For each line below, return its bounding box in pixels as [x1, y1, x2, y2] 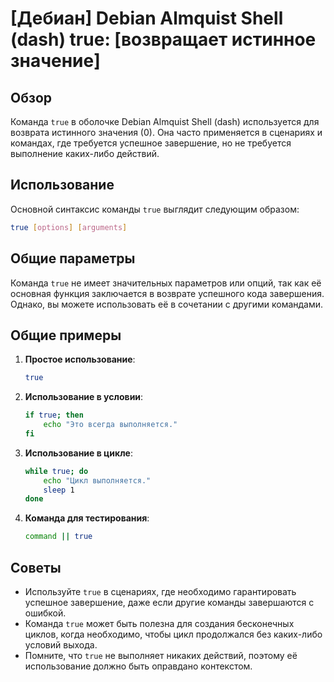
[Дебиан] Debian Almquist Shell [10, 7, 284, 30]
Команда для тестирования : [24, 512, 150, 524]
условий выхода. [24, 639, 98, 651]
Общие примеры [10, 327, 122, 344]
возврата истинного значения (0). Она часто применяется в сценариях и [10, 127, 323, 138]
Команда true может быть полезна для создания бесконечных [24, 618, 295, 629]
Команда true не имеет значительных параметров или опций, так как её [10, 277, 322, 289]
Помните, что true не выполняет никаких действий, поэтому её [24, 650, 298, 661]
